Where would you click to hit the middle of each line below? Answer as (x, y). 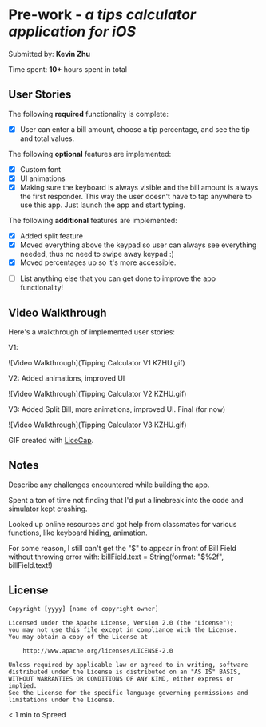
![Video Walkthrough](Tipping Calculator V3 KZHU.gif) (97, 425)
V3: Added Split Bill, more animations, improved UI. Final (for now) (117, 409)
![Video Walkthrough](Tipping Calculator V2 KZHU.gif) (97, 394)
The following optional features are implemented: (90, 154)
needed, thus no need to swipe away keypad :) (97, 254)
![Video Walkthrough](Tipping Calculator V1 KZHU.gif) (97, 363)
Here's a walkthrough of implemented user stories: (92, 332)
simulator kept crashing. (48, 509)
